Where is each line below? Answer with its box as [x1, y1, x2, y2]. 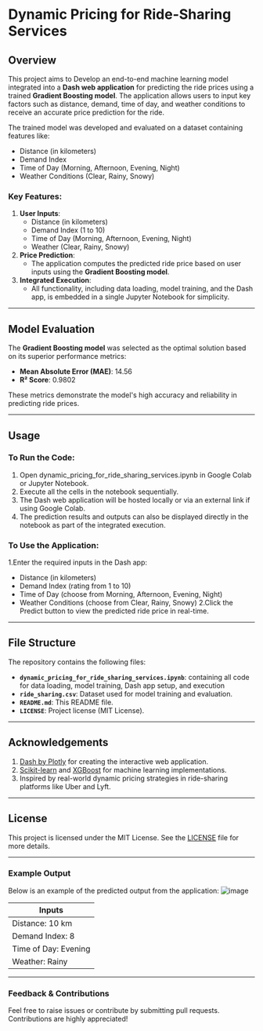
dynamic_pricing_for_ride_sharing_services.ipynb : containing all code [19, 672, 250, 682]
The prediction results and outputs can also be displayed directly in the [19, 512, 249, 521]
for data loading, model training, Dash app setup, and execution [19, 681, 225, 690]
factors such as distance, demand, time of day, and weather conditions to [8, 100, 246, 108]
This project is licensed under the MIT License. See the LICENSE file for [8, 832, 240, 842]
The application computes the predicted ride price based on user [31, 259, 241, 269]
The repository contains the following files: [8, 657, 146, 667]
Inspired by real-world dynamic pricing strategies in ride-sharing [19, 773, 229, 783]
